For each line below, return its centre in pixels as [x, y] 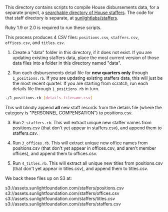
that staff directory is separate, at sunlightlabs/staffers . [62, 18]
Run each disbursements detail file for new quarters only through [80, 73]
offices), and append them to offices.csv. [55, 153]
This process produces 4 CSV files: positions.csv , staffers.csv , [72, 37]
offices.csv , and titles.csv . [35, 43]
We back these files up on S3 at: [38, 178]
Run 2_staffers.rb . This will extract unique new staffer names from [82, 122]
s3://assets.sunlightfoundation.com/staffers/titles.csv [60, 198]
